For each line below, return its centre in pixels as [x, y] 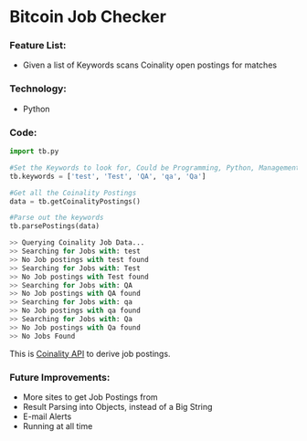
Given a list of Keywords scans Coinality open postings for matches [149, 65]
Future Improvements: [60, 377]
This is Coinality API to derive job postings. [90, 353]
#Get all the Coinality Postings [73, 193]
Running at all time [58, 426]
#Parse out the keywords [57, 218]
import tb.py [34, 152]
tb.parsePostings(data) [55, 226]
